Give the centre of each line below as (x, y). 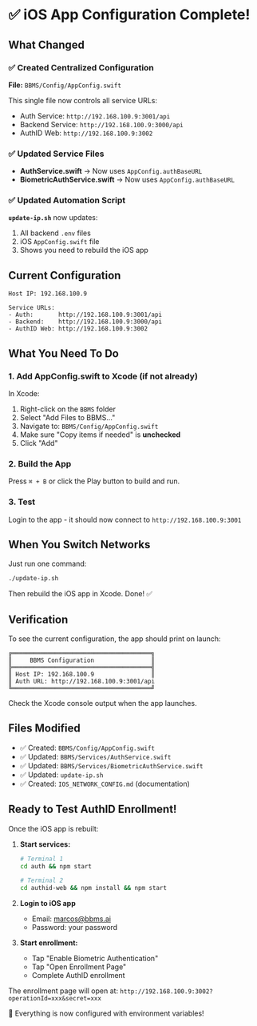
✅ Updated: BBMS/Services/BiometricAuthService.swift (111, 765)
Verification (38, 619)
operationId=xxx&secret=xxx (55, 999)
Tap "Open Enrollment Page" (79, 967)
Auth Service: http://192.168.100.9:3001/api (95, 116)
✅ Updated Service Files (56, 154)
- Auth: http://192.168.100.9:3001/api (85, 315)
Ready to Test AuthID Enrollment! (93, 810)
